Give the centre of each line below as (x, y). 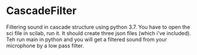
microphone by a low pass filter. (45, 46)
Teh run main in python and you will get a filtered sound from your (87, 39)
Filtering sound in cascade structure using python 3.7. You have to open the (98, 27)
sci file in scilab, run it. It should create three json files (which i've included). (98, 33)
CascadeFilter (41, 11)
